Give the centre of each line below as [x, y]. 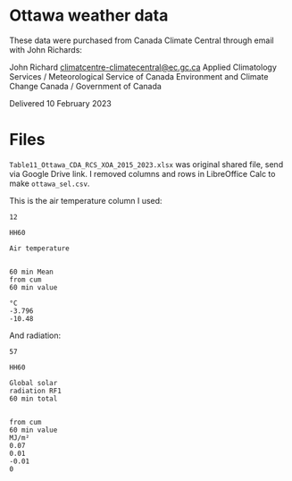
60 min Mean [31, 272]
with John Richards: [46, 49]
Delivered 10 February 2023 [60, 103]
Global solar [33, 383]
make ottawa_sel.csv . [50, 183]
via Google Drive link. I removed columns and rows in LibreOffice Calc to [142, 173]
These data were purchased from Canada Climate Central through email [142, 40]
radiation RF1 [36, 391]
